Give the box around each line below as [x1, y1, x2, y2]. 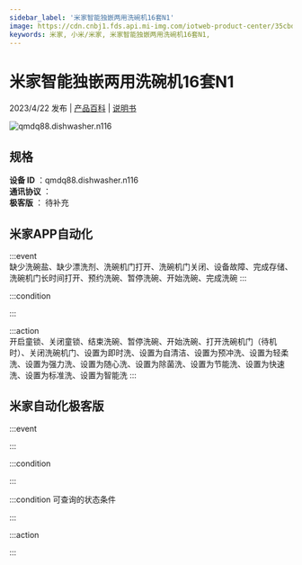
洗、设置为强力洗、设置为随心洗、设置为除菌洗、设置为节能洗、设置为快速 [9, 358, 285, 369]
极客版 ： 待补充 [9, 197, 69, 208]
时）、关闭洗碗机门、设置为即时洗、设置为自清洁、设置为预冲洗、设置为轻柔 [9, 347, 289, 358]
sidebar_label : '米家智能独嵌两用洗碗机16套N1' [9, 13, 175, 22]
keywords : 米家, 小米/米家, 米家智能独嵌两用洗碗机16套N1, [9, 30, 211, 39]
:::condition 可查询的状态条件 [9, 494, 117, 505]
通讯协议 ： [9, 186, 51, 197]
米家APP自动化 [9, 226, 93, 241]
